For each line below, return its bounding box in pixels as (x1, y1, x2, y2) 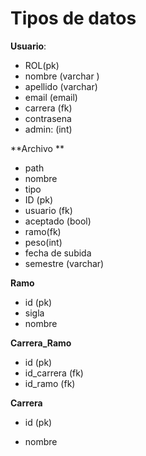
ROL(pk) (24, 59, 60, 71)
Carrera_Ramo (10, 337, 72, 349)
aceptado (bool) (24, 215, 92, 227)
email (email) (24, 91, 78, 103)
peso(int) (24, 236, 63, 248)
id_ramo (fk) (24, 377, 76, 389)
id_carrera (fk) (24, 367, 84, 379)
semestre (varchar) (24, 257, 105, 269)
